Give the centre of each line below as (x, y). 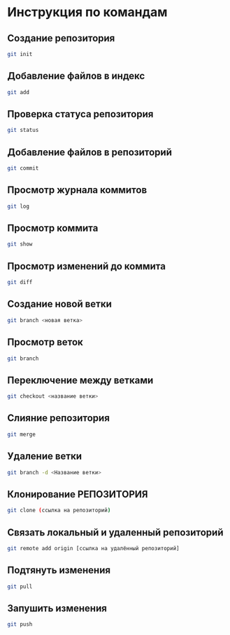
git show (20, 244)
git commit (23, 168)
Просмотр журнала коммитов (77, 190)
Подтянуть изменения (59, 570)
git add (19, 92)
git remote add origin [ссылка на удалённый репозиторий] (93, 548)
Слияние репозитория (59, 418)
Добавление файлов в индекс (76, 76)
